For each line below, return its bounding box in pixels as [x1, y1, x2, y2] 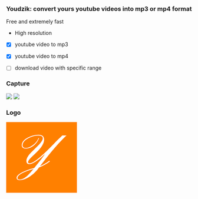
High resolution [14, 29, 52, 37]
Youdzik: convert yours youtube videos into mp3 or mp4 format [6, 5, 192, 13]
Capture [6, 79, 31, 88]
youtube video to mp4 [14, 52, 69, 60]
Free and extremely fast [6, 18, 64, 25]
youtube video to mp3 [14, 41, 69, 48]
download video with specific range [14, 64, 102, 72]
